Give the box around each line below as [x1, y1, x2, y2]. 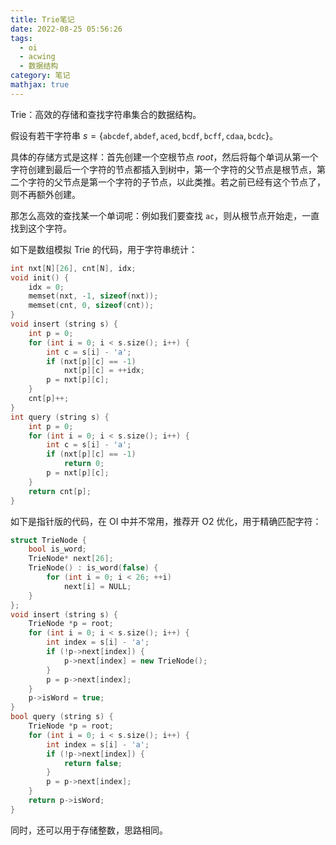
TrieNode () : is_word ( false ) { [28, 563, 159, 573]
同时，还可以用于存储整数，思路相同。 [10, 824, 168, 836]
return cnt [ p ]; [28, 486, 92, 496]
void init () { [10, 272, 70, 283]
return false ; [63, 758, 123, 768]
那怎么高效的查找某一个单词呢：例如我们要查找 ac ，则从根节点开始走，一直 [10, 209, 320, 221]
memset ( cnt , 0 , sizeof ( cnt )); [28, 301, 155, 311]
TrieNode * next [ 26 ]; [28, 554, 114, 564]
